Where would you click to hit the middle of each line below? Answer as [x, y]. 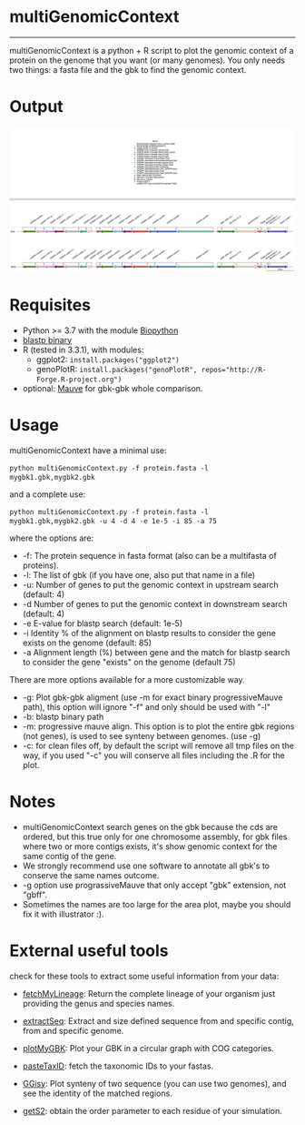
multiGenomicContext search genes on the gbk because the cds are [150, 826]
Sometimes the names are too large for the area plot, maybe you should [157, 904]
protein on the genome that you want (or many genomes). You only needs [148, 60]
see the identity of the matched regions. [97, 1093]
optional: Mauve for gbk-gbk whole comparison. [113, 388]
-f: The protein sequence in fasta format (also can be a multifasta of [149, 555]
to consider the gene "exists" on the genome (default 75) [129, 662]
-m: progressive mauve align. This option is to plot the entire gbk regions [158, 726]
